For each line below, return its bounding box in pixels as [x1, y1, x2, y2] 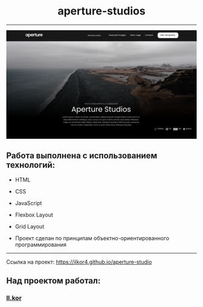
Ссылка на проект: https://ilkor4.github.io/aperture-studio [6, 258, 152, 265]
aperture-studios [57, 4, 146, 18]
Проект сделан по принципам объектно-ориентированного [14, 234, 170, 242]
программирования [14, 241, 66, 248]
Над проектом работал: [6, 276, 101, 286]
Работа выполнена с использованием [6, 151, 158, 161]
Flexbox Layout [14, 211, 53, 218]
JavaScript [14, 199, 42, 206]
